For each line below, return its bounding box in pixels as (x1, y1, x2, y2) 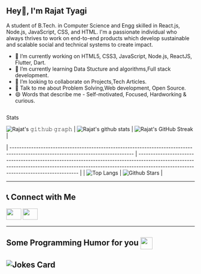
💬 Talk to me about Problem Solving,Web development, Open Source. (14, 84, 187, 92)
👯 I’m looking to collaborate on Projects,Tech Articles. (14, 78, 147, 85)
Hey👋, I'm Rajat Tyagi (6, 6, 87, 16)
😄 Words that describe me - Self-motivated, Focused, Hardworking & (14, 90, 187, 98)
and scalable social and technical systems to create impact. (6, 41, 154, 48)
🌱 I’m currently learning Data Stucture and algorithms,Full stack (14, 65, 171, 72)
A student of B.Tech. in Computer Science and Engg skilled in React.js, (6, 22, 181, 29)
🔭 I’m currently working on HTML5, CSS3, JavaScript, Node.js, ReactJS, (14, 52, 193, 60)
